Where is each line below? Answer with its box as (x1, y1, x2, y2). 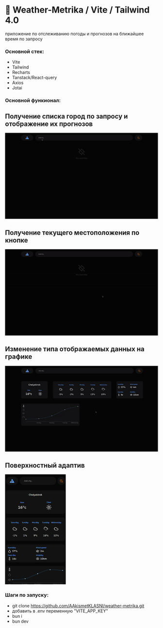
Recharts (12, 70, 31, 75)
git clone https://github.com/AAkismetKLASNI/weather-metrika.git (12, 603, 145, 609)
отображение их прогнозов (5, 120, 93, 128)
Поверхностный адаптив (5, 461, 85, 470)
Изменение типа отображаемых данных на (5, 345, 145, 353)
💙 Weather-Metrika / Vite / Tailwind (5, 4, 150, 16)
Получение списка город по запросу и (5, 112, 128, 121)
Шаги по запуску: (5, 592, 49, 598)
